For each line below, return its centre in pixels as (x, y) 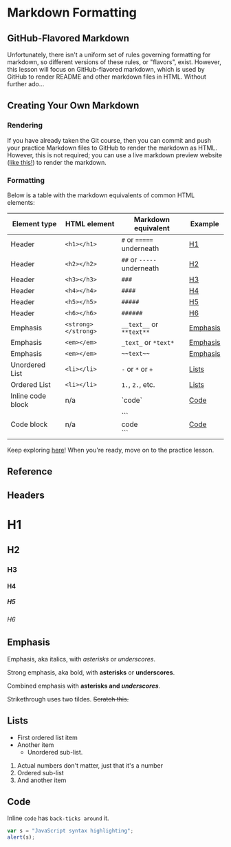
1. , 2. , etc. (138, 384)
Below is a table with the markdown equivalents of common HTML (101, 195)
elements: (21, 202)
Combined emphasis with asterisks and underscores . (84, 686)
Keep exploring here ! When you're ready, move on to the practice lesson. (111, 450)
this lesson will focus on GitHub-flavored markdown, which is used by (106, 69)
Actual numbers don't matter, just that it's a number (90, 765)
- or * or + (137, 369)
